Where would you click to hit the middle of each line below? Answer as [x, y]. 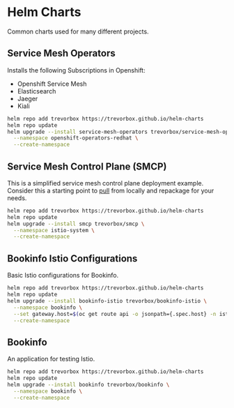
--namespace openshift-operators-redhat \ [76, 138]
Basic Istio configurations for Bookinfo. [63, 275]
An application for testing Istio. [51, 359]
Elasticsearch [37, 91]
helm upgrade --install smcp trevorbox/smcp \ [76, 224]
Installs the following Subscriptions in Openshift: [76, 70]
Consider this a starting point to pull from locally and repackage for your [111, 190]
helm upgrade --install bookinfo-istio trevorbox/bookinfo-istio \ [107, 301]
